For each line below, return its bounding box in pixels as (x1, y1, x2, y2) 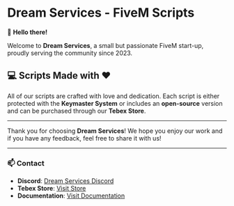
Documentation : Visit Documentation (17, 191, 125, 200)
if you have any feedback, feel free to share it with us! (7, 134, 162, 142)
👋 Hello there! (7, 28, 48, 36)
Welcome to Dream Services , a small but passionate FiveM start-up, (7, 41, 204, 49)
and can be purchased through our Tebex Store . (7, 106, 146, 115)
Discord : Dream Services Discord (17, 177, 114, 185)
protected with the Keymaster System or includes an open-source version (7, 99, 223, 107)
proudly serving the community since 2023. (7, 49, 133, 57)
